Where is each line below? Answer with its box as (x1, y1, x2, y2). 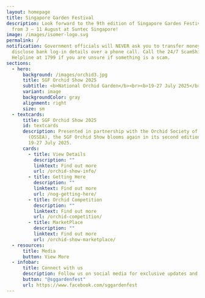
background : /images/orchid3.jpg (22, 72, 108, 78)
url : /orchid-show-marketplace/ (33, 236, 116, 242)
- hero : (12, 65, 32, 72)
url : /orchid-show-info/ (33, 168, 97, 174)
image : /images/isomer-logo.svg (6, 32, 88, 38)
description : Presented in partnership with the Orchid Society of (22, 129, 198, 135)
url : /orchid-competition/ (33, 214, 103, 220)
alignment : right (22, 100, 67, 106)
